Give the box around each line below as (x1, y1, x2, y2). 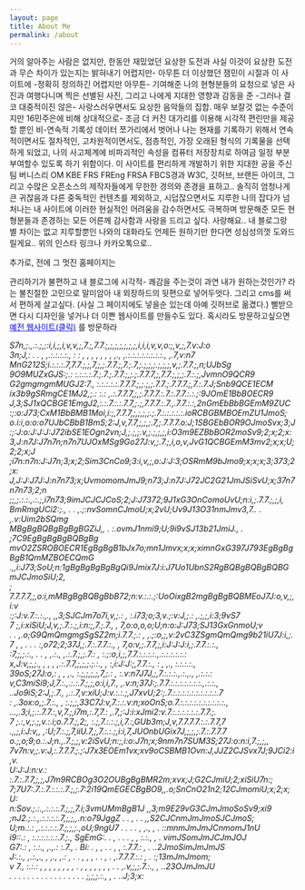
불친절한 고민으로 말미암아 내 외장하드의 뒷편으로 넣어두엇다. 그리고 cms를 (18, 288, 282, 299)
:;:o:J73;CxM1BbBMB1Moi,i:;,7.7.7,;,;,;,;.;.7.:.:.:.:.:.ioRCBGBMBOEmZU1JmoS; (9, 408, 288, 419)
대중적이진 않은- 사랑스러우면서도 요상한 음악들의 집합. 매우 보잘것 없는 (18, 102, 271, 113)
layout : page (9, 13, 59, 23)
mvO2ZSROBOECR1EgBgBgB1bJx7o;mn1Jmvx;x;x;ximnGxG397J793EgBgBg (9, 542, 293, 554)
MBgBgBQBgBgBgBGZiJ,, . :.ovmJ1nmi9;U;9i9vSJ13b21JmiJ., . (9, 523, 243, 534)
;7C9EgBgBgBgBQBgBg (9, 533, 99, 544)
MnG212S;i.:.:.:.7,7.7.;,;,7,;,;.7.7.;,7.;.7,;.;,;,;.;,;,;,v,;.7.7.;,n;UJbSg (9, 360, 231, 371)
